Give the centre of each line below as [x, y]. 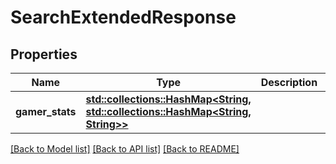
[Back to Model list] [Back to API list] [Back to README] [125, 149]
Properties [44, 54]
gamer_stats [46, 111]
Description [289, 82]
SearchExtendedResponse [123, 17]
